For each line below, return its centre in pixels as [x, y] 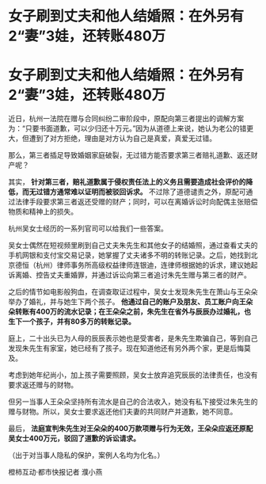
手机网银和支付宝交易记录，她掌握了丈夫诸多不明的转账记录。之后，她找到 [129, 255]
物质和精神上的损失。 [43, 212]
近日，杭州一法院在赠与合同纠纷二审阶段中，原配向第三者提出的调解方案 [126, 119]
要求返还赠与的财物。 [43, 385]
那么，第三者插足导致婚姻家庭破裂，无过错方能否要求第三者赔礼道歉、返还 [129, 155]
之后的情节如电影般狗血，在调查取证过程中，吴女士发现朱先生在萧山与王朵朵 [133, 292]
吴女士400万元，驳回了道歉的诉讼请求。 [74, 438]
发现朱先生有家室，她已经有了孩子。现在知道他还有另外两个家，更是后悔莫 [129, 349]
